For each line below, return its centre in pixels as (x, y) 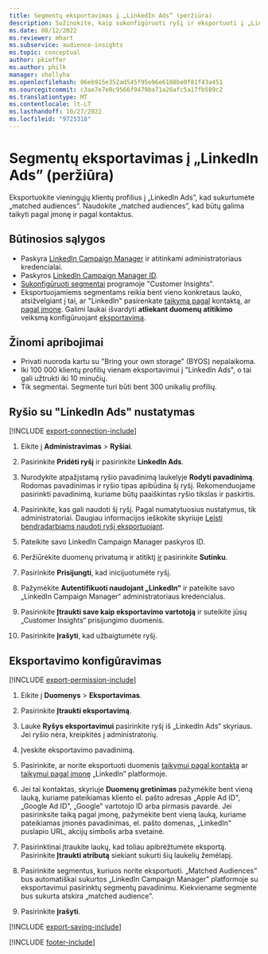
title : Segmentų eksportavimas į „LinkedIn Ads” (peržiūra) (111, 16)
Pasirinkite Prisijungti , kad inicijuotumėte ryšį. (96, 572)
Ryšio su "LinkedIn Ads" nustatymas (102, 411)
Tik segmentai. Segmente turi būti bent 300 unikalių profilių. (118, 387)
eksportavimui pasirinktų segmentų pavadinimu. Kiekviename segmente (138, 888)
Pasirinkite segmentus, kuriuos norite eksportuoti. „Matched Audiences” (139, 871)
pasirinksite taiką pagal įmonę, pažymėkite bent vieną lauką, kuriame (133, 815)
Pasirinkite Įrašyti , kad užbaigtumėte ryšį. (89, 636)
